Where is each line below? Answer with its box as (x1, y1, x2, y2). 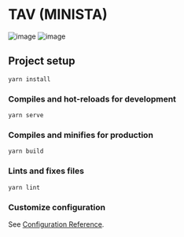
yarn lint (8, 183, 41, 191)
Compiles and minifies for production (8, 129, 153, 140)
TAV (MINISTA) (8, 6, 108, 24)
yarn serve (8, 112, 44, 120)
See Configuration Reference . (8, 219, 105, 229)
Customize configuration (8, 202, 106, 213)
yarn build (8, 147, 44, 155)
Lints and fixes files (8, 165, 85, 176)
